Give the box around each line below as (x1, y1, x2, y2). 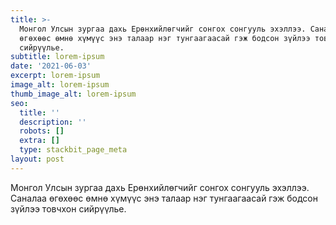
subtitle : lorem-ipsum (10, 52, 105, 62)
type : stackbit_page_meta (19, 145, 128, 155)
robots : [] (19, 126, 65, 136)
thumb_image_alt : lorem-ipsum (10, 89, 137, 99)
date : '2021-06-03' (10, 61, 92, 71)
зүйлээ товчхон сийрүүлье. (10, 202, 127, 215)
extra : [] (19, 136, 60, 146)
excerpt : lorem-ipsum (10, 71, 101, 81)
